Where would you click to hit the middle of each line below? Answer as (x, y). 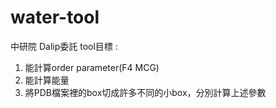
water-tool (55, 17)
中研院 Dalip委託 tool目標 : (64, 46)
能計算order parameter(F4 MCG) (92, 67)
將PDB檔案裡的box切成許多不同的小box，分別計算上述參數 (145, 92)
